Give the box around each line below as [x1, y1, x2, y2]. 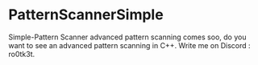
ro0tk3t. [8, 49, 35, 59]
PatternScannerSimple [8, 6, 164, 24]
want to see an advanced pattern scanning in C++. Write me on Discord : [8, 40, 252, 50]
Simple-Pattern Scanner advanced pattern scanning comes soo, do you [8, 32, 247, 42]
